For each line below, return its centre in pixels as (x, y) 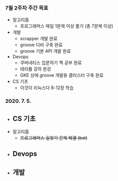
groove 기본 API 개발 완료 (45, 51)
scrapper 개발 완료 (39, 39)
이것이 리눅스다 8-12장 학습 (47, 88)
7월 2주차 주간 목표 (27, 8)
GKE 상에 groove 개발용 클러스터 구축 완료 (62, 75)
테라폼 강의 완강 (35, 69)
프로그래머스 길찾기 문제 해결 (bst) (54, 138)
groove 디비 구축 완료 (41, 45)
